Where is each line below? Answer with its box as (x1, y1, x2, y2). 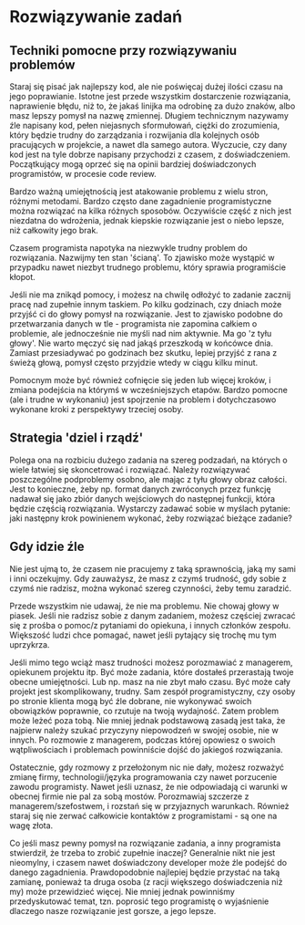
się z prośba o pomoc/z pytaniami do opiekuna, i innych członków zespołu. (9, 619, 291, 630)
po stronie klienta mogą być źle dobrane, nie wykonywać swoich (9, 695, 252, 706)
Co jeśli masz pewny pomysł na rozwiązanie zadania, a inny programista (9, 837, 281, 848)
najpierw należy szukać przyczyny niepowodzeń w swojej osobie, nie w (9, 724, 280, 735)
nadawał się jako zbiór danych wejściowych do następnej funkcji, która (9, 493, 276, 504)
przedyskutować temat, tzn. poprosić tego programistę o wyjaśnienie (9, 896, 269, 907)
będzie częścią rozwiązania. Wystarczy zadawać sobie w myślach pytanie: (9, 503, 291, 514)
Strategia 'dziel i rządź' (9, 431, 144, 446)
